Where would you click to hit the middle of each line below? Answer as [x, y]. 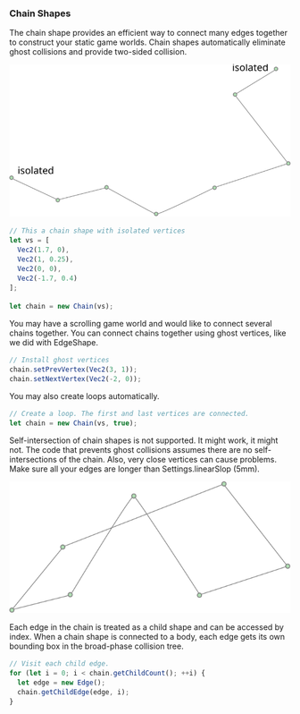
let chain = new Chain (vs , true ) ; [74, 423]
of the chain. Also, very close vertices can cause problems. [168, 459]
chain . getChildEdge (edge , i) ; [73, 692]
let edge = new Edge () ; [61, 683]
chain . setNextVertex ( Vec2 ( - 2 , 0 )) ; [75, 378]
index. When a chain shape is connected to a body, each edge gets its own [147, 637]
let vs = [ [29, 241]
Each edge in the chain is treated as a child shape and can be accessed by [146, 627]
